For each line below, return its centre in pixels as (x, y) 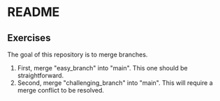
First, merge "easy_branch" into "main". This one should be (102, 68)
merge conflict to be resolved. (61, 90)
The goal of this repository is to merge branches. (78, 54)
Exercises (29, 38)
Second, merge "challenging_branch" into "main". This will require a (115, 83)
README (34, 12)
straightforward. (41, 75)
